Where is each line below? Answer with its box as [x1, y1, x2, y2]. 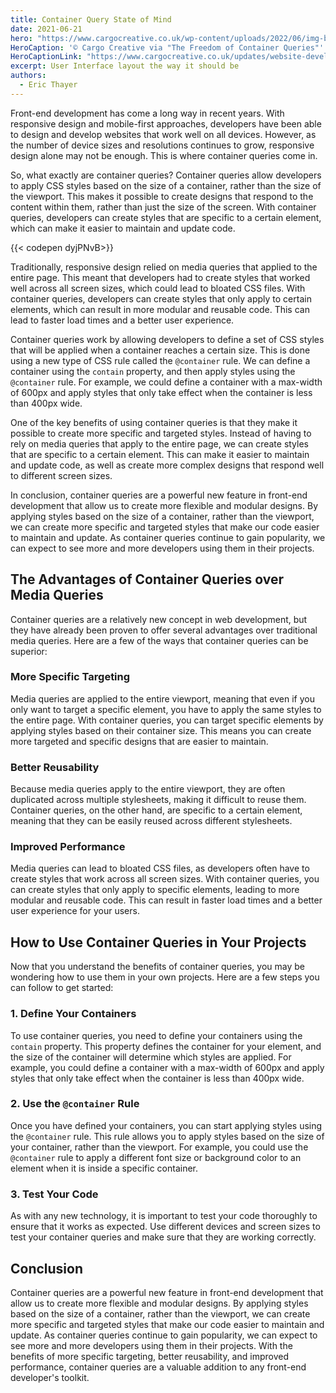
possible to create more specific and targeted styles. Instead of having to [10, 427, 312, 439]
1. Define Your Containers [10, 1007, 137, 1021]
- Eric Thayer [19, 80, 78, 90]
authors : [10, 71, 47, 81]
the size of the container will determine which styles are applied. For [10, 1051, 292, 1063]
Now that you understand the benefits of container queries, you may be [10, 961, 305, 973]
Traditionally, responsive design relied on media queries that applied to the [10, 261, 318, 273]
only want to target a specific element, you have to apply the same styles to [10, 703, 322, 715]
